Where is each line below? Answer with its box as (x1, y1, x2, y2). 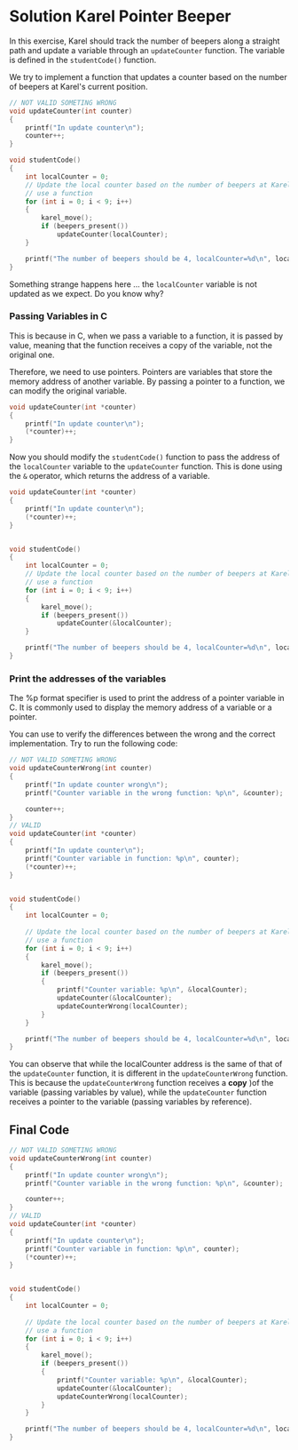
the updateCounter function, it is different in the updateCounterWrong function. (9, 1068, 288, 1079)
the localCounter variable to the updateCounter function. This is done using (9, 461, 283, 472)
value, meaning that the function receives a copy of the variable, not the (9, 339, 273, 350)
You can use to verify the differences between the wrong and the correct (9, 729, 276, 739)
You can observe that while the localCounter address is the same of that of (9, 1059, 283, 1070)
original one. (9, 349, 55, 360)
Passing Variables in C (9, 310, 108, 323)
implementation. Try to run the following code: (9, 738, 178, 749)
